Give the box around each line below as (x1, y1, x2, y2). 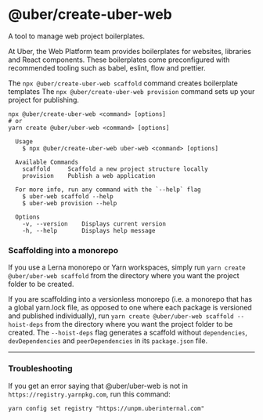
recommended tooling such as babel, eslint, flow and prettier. (8, 63, 206, 72)
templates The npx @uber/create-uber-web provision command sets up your (8, 86, 255, 96)
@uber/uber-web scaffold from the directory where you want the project (8, 271, 240, 281)
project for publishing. (8, 95, 80, 104)
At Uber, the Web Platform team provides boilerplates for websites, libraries (8, 46, 252, 56)
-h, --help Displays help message (22, 226, 156, 234)
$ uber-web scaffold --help (22, 192, 113, 201)
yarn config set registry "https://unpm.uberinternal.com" (8, 404, 205, 412)
